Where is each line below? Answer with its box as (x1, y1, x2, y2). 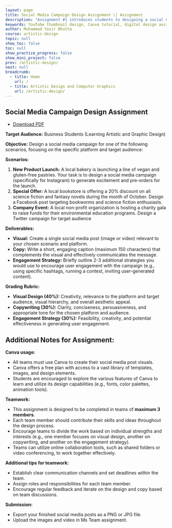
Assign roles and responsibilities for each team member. (12, 481, 132, 487)
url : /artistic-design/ (14, 88, 66, 94)
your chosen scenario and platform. (12, 241, 89, 247)
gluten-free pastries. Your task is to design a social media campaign (12, 172, 157, 178)
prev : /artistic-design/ (5, 60, 58, 65)
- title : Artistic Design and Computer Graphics (10, 84, 116, 89)
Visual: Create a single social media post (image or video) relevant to (12, 236, 159, 242)
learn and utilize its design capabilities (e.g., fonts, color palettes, (12, 381, 150, 387)
